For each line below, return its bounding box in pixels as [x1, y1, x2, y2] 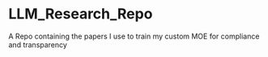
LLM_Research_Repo [8, 5, 153, 23]
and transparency [8, 39, 67, 49]
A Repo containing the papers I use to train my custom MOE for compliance [8, 31, 260, 41]
